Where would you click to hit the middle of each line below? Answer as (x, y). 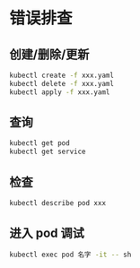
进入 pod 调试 (47, 233)
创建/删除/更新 (49, 54)
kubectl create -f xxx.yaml (62, 75)
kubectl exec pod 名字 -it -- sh (70, 255)
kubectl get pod (39, 143)
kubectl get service (48, 152)
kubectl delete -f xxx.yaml (62, 83)
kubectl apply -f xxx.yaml (60, 92)
